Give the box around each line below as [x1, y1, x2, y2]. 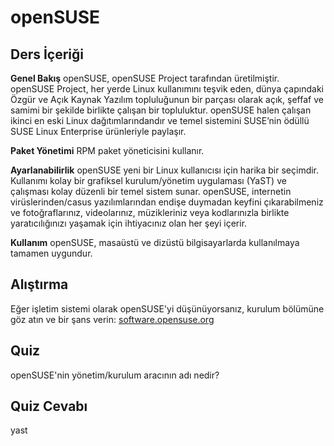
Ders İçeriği [10, 46, 85, 63]
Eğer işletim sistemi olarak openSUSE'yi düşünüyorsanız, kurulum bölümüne [10, 302, 325, 315]
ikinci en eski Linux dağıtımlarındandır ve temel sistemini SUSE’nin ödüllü [10, 115, 310, 126]
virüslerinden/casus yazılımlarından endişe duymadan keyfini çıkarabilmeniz [10, 196, 324, 208]
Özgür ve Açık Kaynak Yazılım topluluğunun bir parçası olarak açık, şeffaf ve [10, 94, 324, 105]
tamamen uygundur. [10, 247, 93, 259]
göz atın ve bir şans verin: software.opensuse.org [10, 313, 215, 325]
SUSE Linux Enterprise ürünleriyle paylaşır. [10, 126, 187, 137]
